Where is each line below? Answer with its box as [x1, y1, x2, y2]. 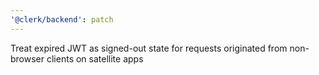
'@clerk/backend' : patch [10, 14, 114, 25]
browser [10, 52, 45, 65]
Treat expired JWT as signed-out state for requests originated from [10, 42, 288, 54]
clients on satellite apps [46, 52, 144, 65]
